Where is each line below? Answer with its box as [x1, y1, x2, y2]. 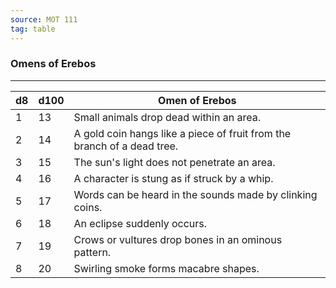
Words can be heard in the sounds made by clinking [73, 187, 318, 201]
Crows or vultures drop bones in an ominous [73, 232, 283, 246]
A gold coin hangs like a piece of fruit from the [73, 126, 292, 140]
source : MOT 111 [10, 14, 78, 25]
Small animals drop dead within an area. [73, 110, 261, 124]
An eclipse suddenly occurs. [73, 216, 208, 230]
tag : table [10, 24, 56, 34]
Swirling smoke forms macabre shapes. [73, 261, 260, 275]
